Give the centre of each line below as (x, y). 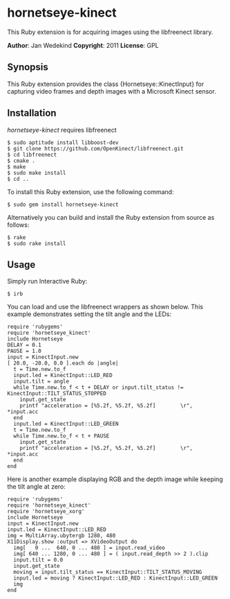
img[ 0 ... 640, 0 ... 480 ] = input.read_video (89, 548)
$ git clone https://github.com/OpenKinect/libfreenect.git (96, 148)
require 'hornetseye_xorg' (46, 512)
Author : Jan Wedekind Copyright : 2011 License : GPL (83, 45)
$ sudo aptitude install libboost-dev (63, 142)
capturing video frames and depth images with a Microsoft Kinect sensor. (112, 91)
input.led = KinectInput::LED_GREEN (66, 424)
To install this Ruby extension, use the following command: (90, 191)
